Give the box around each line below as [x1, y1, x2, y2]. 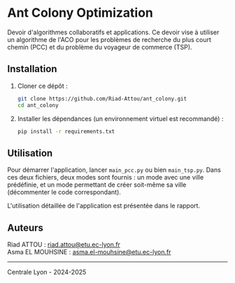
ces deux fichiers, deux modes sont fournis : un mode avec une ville [7, 173, 204, 182]
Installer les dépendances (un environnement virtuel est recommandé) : [17, 114, 224, 123]
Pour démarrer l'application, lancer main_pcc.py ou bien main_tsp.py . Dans [7, 166, 222, 174]
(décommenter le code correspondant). [7, 188, 121, 196]
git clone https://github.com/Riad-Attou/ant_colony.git [17, 95, 187, 102]
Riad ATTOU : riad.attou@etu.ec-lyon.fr [7, 240, 121, 249]
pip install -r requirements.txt [17, 128, 115, 135]
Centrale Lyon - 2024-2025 [7, 268, 87, 276]
